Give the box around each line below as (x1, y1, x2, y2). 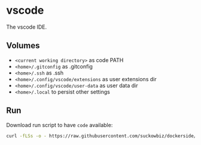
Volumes (6, 41, 40, 51)
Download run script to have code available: (6, 121, 113, 128)
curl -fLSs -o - (6, 132, 47, 139)
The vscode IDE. (6, 23, 47, 30)
